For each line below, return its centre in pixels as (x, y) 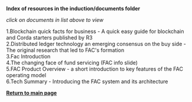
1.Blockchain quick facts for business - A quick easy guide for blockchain (95, 31)
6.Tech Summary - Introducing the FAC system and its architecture (87, 81)
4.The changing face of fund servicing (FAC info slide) (72, 62)
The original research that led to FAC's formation (65, 50)
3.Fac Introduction (28, 56)
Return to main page (32, 93)
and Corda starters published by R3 (49, 37)
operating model (26, 75)
